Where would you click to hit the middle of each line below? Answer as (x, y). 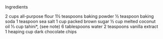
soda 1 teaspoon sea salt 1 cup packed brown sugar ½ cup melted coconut (80, 21)
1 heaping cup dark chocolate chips (41, 32)
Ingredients (17, 7)
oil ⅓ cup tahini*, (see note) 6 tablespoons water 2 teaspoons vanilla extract (81, 26)
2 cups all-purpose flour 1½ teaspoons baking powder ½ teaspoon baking (80, 16)
